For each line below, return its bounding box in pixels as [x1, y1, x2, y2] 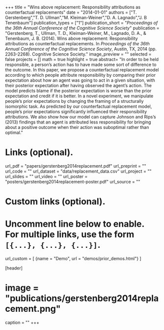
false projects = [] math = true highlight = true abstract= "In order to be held [5, 57, 159, 62]
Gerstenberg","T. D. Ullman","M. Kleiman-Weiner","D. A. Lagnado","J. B [5, 15, 147, 20]
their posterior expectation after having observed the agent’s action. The [5, 83, 152, 88]
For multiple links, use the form [5, 229, 135, 240]
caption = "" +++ [5, 320, 40, 325]
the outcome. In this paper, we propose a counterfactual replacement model [5, 67, 159, 73]
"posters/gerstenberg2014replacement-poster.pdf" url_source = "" [5, 179, 140, 184]
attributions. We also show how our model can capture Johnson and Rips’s [5, 114, 156, 120]
